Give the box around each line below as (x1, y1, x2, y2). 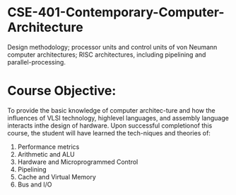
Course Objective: (7, 83, 117, 99)
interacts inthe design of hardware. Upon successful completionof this (7, 121, 213, 130)
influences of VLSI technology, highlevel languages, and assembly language (7, 113, 230, 122)
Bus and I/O (17, 180, 52, 189)
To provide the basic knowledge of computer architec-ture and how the (7, 106, 216, 114)
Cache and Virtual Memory (17, 172, 97, 181)
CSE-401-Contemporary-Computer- (7, 4, 225, 21)
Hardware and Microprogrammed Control (17, 157, 138, 166)
